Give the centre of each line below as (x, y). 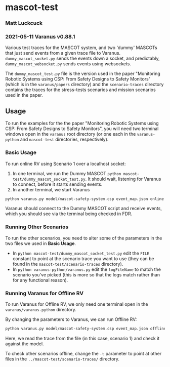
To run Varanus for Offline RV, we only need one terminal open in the (77, 304)
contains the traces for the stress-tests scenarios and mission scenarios (80, 90)
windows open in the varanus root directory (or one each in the (71, 134)
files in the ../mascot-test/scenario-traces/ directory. (62, 359)
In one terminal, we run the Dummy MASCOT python (67, 173)
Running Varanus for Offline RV (45, 293)
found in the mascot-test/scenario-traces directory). (68, 264)
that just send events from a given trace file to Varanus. (63, 53)
